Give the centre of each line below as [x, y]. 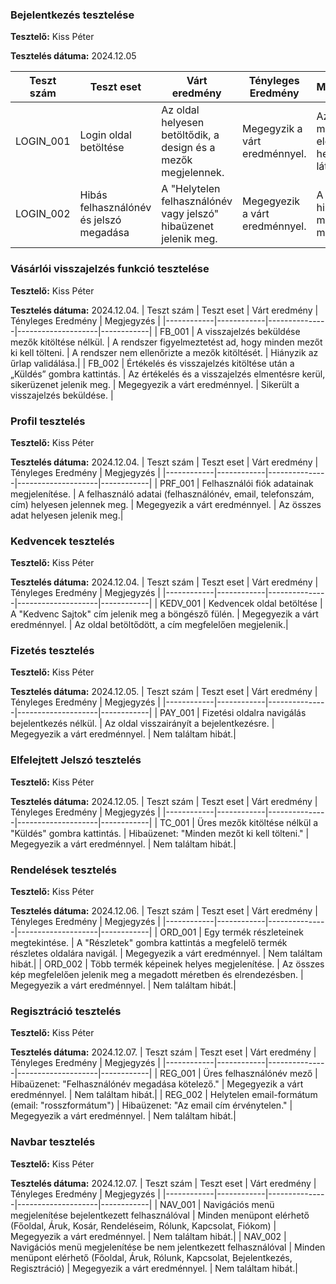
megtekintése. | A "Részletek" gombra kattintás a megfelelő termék [149, 943]
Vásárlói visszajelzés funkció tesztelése [110, 269]
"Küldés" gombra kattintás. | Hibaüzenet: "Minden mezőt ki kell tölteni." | [160, 833]
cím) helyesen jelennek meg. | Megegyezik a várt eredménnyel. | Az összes [166, 504]
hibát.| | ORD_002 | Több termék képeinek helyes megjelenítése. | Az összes [167, 964]
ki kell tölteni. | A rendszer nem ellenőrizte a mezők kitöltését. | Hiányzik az [164, 352]
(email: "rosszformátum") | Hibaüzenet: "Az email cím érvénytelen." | [151, 1105]
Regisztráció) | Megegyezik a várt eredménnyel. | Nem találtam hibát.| [154, 1268]
